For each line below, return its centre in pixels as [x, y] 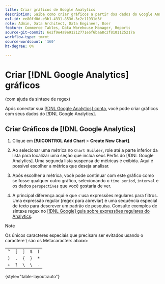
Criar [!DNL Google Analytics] [67, 75]
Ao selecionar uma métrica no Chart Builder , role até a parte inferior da [85, 150]
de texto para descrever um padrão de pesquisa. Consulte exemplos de [85, 206]
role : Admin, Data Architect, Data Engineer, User [58, 23]
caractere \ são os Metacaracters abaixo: [47, 241]
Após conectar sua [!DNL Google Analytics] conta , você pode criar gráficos [82, 108]
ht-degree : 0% [20, 46]
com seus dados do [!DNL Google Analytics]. [51, 114]
